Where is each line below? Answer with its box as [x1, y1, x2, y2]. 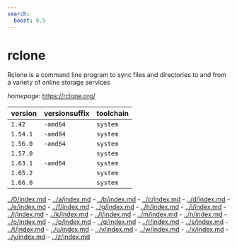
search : [7, 10, 30, 18]
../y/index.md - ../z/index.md [7, 232, 91, 241]
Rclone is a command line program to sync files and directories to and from [7, 71, 227, 79]
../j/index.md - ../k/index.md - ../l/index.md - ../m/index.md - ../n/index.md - [7, 210, 228, 219]
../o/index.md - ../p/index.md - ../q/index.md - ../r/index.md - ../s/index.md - [7, 218, 229, 226]
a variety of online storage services [7, 78, 111, 87]
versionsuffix [43, 109, 90, 119]
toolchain [96, 109, 129, 119]
